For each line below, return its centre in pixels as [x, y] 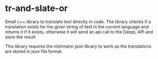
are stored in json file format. [34, 51]
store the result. [21, 37]
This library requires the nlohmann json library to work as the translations [78, 46]
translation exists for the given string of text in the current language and [77, 26]
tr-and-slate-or [36, 8]
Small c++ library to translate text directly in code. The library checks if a [78, 22]
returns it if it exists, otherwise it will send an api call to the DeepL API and [79, 32]
